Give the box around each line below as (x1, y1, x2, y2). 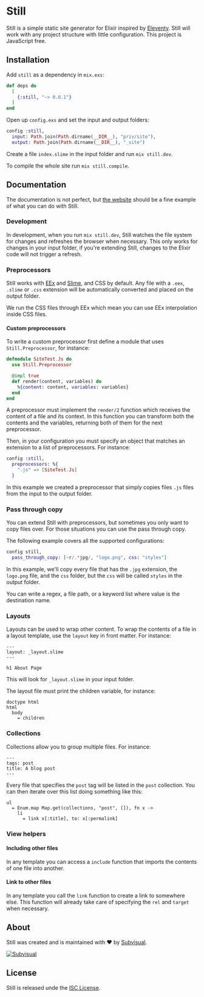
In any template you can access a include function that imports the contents (6, 858, 197, 865)
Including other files (6, 845, 59, 852)
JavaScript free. (6, 37, 47, 44)
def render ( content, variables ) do (12, 378, 102, 384)
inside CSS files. (6, 311, 47, 318)
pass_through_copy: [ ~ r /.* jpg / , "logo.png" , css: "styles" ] (12, 554, 167, 561)
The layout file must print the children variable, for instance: (6, 687, 156, 695)
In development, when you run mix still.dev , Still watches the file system (6, 231, 192, 238)
